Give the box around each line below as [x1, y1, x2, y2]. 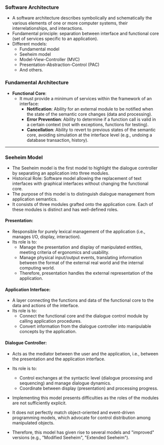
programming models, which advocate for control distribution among [12, 415, 151, 421]
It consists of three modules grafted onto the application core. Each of [12, 201, 153, 207]
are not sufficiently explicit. [12, 400, 67, 406]
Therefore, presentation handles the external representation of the [19, 270, 153, 276]
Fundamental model [19, 46, 60, 52]
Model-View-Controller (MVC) [19, 57, 80, 63]
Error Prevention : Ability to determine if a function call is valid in [26, 116, 156, 122]
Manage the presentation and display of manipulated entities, [19, 244, 143, 250]
